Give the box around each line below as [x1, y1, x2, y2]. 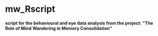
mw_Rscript [5, 3, 55, 15]
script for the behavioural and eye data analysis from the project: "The [5, 20, 154, 26]
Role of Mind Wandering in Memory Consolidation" [5, 25, 112, 31]
